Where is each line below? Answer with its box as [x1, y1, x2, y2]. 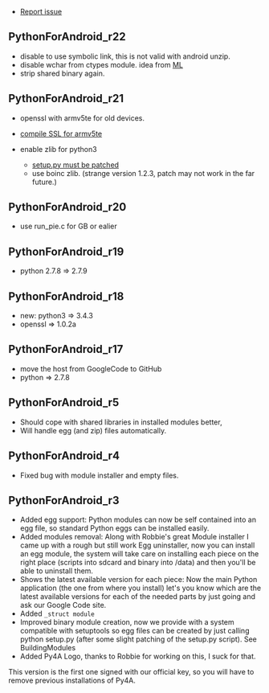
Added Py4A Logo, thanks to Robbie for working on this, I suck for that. [19, 651, 256, 662]
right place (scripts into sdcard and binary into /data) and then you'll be [19, 558, 256, 568]
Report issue [19, 7, 63, 16]
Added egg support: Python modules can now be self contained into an [19, 515, 257, 525]
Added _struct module [19, 609, 95, 618]
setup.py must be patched [31, 160, 119, 170]
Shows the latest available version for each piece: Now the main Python [19, 575, 258, 584]
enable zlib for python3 [19, 144, 98, 154]
